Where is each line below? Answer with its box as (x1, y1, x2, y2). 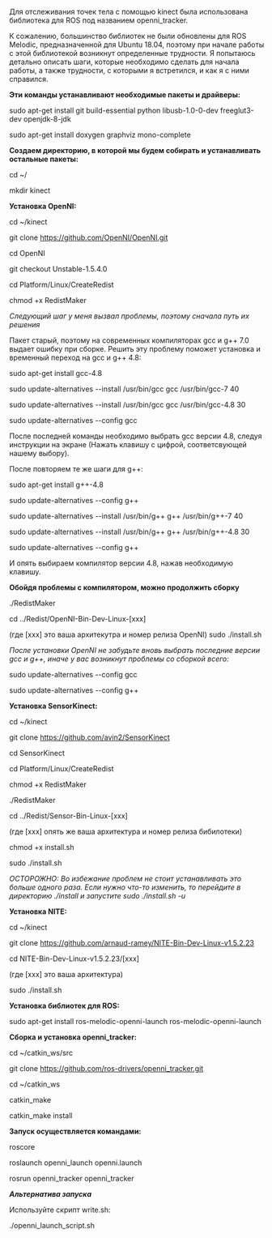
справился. (9, 75, 49, 83)
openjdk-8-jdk (23, 114, 71, 124)
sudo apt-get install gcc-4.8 (9, 369, 103, 378)
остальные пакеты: (9, 154, 79, 164)
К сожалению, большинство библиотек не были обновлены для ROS (9, 32, 247, 41)
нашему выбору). (9, 449, 70, 458)
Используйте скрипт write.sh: (9, 1205, 112, 1215)
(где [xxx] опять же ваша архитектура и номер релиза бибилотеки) (9, 826, 242, 836)
